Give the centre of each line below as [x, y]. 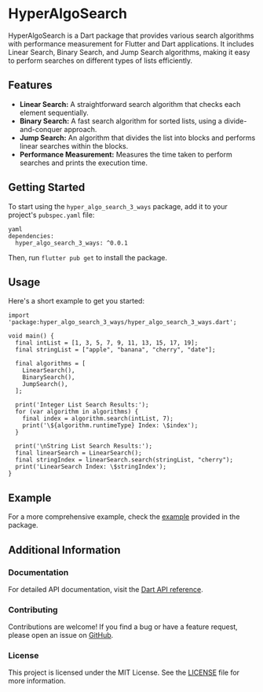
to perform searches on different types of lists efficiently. [100, 61]
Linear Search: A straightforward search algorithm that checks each [130, 104]
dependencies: [31, 236]
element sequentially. [54, 112]
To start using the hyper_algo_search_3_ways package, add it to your [118, 206]
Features [30, 85]
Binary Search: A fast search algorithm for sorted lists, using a [121, 121]
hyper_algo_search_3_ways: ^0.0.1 [71, 243]
